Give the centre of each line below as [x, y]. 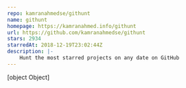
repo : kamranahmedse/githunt [49, 13]
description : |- [30, 52]
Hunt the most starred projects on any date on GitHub [100, 58]
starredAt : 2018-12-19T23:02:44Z [55, 45]
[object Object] [28, 77]
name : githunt [27, 20]
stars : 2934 [24, 39]
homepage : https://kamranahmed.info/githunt [72, 26]
